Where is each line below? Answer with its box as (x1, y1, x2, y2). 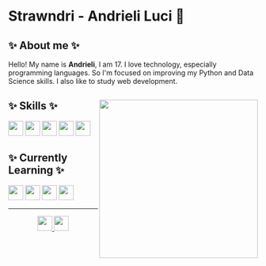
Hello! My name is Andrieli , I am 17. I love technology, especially (8, 59, 217, 69)
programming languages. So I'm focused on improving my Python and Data (8, 68, 254, 78)
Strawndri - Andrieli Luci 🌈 (8, 7, 185, 25)
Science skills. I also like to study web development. (8, 77, 178, 85)
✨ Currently (8, 151, 68, 165)
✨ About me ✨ (8, 39, 80, 52)
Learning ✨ (8, 164, 65, 177)
